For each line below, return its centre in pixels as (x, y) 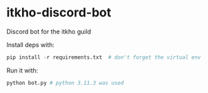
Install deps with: (31, 44)
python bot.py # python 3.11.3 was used (65, 83)
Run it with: (22, 70)
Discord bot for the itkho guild (49, 31)
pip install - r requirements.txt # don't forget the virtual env (104, 57)
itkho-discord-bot (59, 13)
